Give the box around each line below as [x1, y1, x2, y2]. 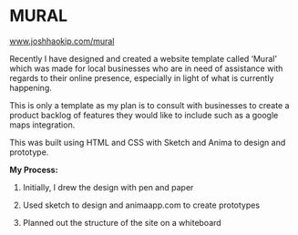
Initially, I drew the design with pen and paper [22, 181, 194, 192]
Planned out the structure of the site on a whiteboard [22, 217, 221, 228]
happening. [9, 82, 52, 93]
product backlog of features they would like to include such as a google [9, 109, 279, 120]
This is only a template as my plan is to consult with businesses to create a [9, 99, 290, 110]
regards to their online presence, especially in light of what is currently [9, 72, 274, 83]
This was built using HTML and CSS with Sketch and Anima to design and [9, 137, 286, 148]
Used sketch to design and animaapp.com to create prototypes [22, 199, 261, 210]
